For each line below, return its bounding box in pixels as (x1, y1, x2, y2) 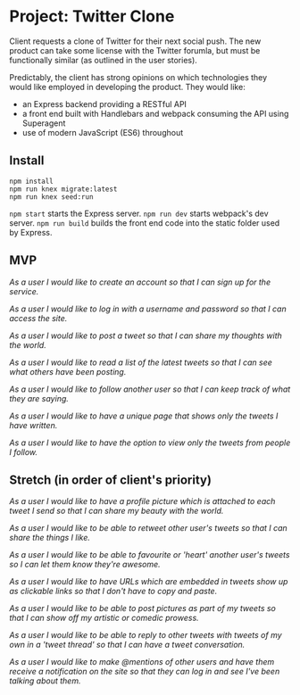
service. (9, 285, 39, 296)
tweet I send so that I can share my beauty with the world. (9, 506, 224, 517)
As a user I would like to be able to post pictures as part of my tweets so (9, 603, 277, 614)
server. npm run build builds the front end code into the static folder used (9, 217, 280, 228)
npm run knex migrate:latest (9, 185, 118, 194)
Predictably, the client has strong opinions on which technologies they (9, 71, 268, 82)
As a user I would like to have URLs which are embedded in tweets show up (9, 576, 288, 587)
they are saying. (9, 393, 70, 403)
